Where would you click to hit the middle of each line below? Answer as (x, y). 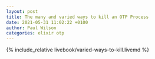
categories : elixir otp (35, 33)
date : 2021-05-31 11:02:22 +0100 (47, 22)
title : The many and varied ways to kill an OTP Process (77, 17)
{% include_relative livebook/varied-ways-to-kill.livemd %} (77, 50)
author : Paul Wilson (32, 28)
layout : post (22, 11)
